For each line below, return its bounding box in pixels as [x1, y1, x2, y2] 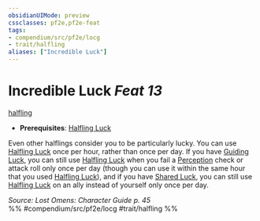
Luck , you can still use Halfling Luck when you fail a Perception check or [8, 155, 244, 164]
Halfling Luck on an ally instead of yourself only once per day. [8, 180, 209, 190]
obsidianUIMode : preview [8, 11, 90, 20]
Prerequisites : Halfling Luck [19, 123, 112, 132]
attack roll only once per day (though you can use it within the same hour [8, 163, 246, 173]
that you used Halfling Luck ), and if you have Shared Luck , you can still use [8, 171, 253, 181]
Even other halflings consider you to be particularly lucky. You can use [8, 138, 237, 148]
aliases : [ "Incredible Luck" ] [8, 48, 108, 56]
